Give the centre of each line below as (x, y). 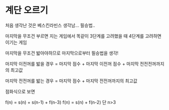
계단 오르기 (27, 10)
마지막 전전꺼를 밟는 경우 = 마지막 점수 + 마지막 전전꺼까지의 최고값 (71, 81)
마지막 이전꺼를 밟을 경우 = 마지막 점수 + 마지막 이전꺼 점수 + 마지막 (72, 64)
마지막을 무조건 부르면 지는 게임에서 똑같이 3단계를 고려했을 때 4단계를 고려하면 (83, 36)
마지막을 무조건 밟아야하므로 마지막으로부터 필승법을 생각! (62, 53)
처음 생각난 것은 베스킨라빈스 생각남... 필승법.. (50, 25)
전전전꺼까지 (152, 64)
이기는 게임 (16, 42)
